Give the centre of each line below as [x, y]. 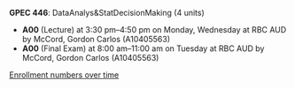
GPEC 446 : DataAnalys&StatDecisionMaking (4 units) [107, 13]
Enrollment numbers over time [64, 75]
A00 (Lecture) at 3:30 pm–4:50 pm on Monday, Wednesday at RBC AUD [154, 29]
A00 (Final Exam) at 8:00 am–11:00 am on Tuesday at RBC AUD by [143, 48]
